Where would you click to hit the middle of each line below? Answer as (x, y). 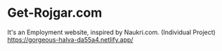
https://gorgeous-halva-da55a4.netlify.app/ (70, 39)
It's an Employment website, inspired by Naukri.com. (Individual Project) (111, 32)
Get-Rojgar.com (55, 13)
